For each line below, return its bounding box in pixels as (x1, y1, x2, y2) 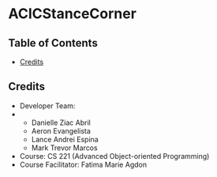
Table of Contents (8, 36, 99, 50)
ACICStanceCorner (8, 5, 137, 23)
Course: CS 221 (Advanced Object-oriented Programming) (19, 151, 210, 160)
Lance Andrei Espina (31, 134, 99, 144)
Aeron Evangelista (31, 126, 91, 135)
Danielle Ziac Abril (31, 118, 91, 127)
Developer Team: (19, 100, 76, 111)
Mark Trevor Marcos (31, 143, 98, 153)
